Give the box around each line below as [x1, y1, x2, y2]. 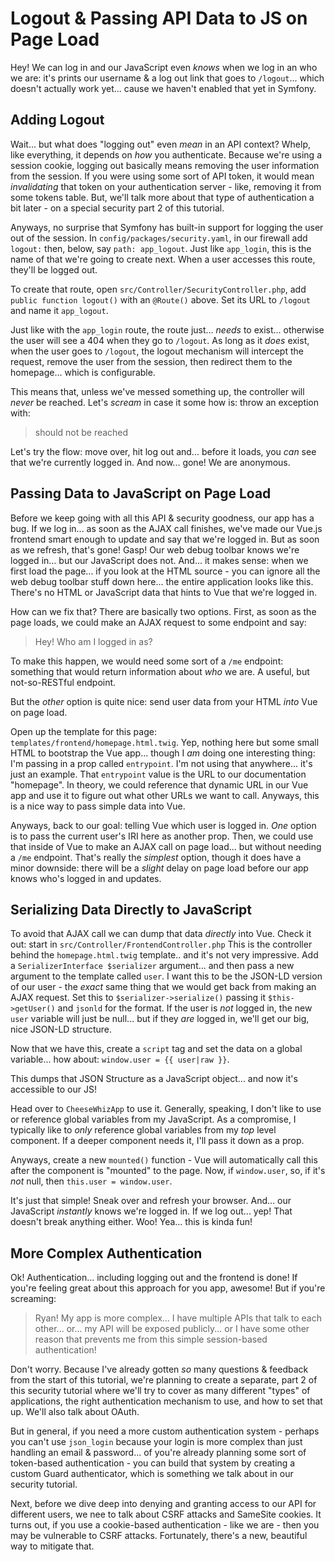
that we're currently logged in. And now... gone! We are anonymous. [10, 456, 291, 468]
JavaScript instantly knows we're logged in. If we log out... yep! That [10, 1205, 293, 1217]
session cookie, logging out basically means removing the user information [10, 159, 320, 171]
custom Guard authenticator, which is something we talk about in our [10, 1468, 294, 1480]
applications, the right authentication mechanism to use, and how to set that [10, 1395, 323, 1407]
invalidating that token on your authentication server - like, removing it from [10, 180, 322, 192]
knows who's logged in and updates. [10, 872, 162, 884]
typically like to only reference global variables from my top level [10, 1124, 277, 1136]
